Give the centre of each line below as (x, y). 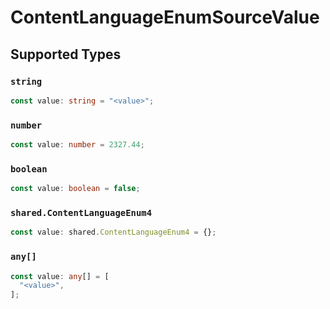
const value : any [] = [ (60, 276)
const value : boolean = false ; (75, 189)
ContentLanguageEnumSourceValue (165, 17)
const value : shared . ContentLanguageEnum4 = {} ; (113, 232)
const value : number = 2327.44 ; (77, 145)
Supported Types (66, 54)
